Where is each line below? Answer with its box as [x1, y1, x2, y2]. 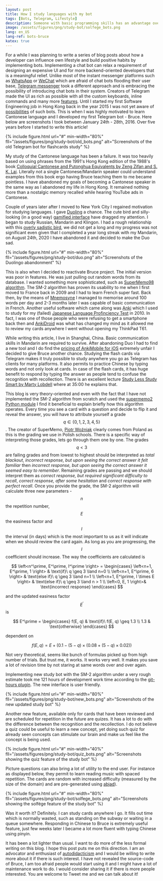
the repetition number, [5, 503, 50, 509]
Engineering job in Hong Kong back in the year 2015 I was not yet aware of [5, 103, 154, 109]
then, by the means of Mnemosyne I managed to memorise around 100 [5, 294, 147, 301]
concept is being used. [5, 737, 51, 742]
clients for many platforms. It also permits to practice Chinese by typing [5, 361, 148, 367]
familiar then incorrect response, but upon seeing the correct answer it [5, 462, 147, 468]
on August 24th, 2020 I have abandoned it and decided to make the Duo [5, 235, 150, 240]
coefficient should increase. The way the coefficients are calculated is [5, 554, 146, 560]
